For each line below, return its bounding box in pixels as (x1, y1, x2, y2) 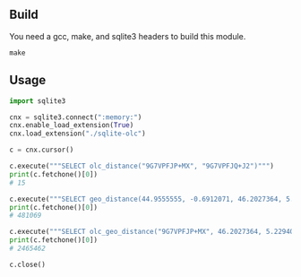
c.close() (9, 260, 47, 269)
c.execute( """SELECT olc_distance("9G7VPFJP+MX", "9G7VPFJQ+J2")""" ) (9, 161, 275, 170)
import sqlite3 (9, 96, 66, 106)
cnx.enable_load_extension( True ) (9, 121, 134, 130)
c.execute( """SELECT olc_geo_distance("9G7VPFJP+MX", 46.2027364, (9, 228, 262, 237)
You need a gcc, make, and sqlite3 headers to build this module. (9, 30, 246, 41)
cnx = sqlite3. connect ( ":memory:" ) (9, 112, 142, 122)
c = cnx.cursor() (9, 145, 74, 155)
